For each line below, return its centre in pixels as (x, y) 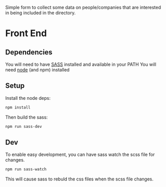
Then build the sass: (26, 117)
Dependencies (29, 52)
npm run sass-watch (26, 169)
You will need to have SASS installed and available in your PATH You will (81, 64)
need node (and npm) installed (37, 70)
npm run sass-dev (24, 126)
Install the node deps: (28, 98)
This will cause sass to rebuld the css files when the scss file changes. (79, 179)
